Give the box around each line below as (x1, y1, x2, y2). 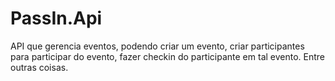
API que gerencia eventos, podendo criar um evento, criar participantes (10, 40, 305, 52)
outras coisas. (10, 61, 69, 73)
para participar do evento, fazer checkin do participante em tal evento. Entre (10, 50, 326, 62)
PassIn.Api (10, 7, 103, 30)
